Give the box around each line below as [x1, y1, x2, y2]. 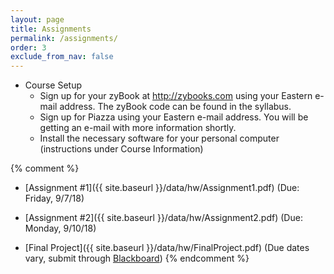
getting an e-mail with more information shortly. [39, 122, 237, 134]
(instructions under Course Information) [39, 143, 204, 155]
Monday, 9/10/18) [24, 222, 97, 235]
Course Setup [24, 79, 83, 91]
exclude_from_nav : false [10, 52, 114, 62]
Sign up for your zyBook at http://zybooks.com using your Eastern [39, 90, 313, 102]
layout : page [10, 14, 65, 25]
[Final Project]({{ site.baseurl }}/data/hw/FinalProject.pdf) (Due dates [24, 242, 310, 254]
